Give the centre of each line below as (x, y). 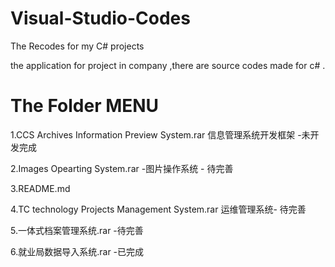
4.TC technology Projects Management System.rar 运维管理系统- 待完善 (158, 209)
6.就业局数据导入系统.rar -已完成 (77, 251)
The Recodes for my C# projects (77, 46)
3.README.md (40, 188)
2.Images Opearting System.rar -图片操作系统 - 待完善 (122, 168)
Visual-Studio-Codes (100, 18)
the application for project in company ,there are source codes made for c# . (168, 65)
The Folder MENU (85, 106)
